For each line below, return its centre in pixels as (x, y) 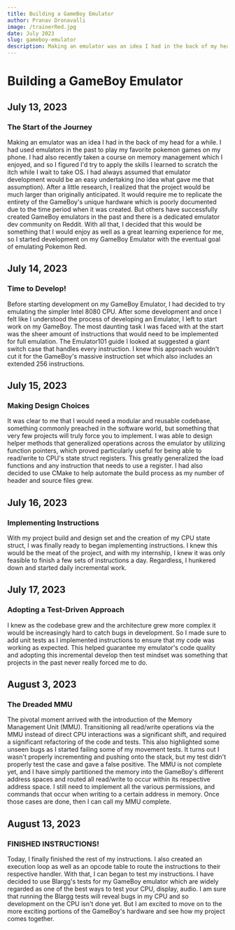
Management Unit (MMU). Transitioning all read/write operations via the (111, 727)
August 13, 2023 (44, 824)
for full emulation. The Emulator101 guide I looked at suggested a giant (108, 341)
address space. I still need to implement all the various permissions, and (111, 787)
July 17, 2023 (37, 590)
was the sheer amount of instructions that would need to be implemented (113, 333)
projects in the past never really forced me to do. (78, 662)
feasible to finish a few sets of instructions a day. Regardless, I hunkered (112, 560)
